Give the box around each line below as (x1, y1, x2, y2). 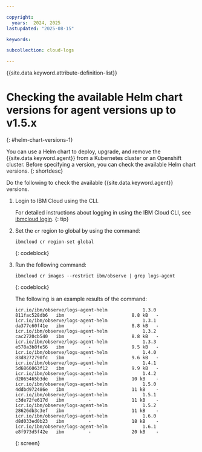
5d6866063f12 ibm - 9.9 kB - (15, 365, 159, 371)
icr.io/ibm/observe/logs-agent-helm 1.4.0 (15, 350, 157, 356)
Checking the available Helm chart (6, 90, 183, 104)
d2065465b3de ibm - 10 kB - (15, 376, 159, 382)
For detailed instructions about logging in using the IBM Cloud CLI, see (15, 209, 192, 216)
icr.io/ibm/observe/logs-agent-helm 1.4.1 (15, 360, 157, 367)
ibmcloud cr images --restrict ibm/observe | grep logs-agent (15, 273, 175, 279)
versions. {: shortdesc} (6, 167, 64, 174)
